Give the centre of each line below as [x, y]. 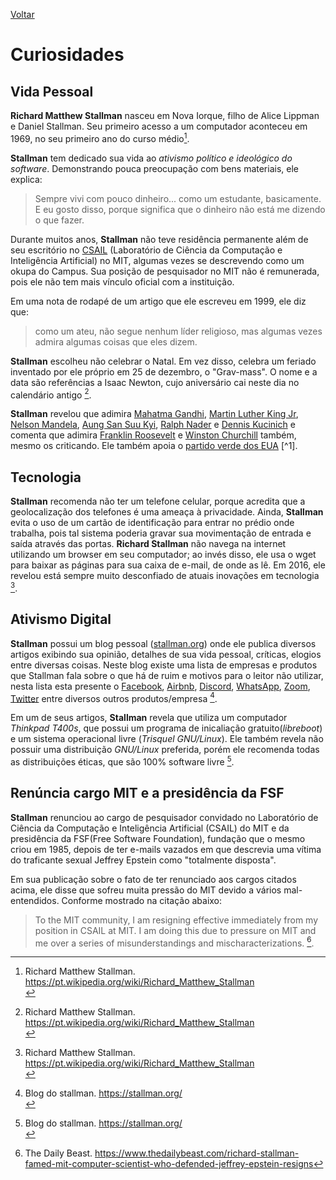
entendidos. [35, 900]
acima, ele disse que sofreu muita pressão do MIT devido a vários [146, 890]
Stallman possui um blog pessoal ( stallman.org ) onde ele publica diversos [163, 643]
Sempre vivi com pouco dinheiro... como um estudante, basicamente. [178, 198]
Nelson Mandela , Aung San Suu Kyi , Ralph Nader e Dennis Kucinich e [153, 425]
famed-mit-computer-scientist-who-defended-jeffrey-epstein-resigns [169, 1164]
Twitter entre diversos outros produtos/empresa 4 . [114, 697]
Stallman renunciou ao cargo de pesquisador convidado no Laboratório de [164, 817]
